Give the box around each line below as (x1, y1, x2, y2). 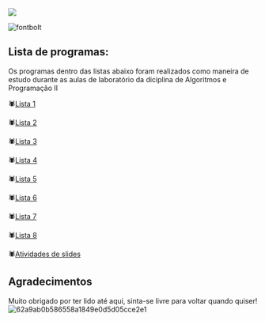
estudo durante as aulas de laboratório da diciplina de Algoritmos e (8, 74, 227, 84)
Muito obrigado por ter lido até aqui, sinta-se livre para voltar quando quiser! (8, 296, 258, 305)
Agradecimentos (8, 275, 93, 289)
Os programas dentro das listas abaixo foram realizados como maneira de (8, 66, 249, 76)
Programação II (8, 83, 59, 93)
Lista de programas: (8, 45, 109, 59)
